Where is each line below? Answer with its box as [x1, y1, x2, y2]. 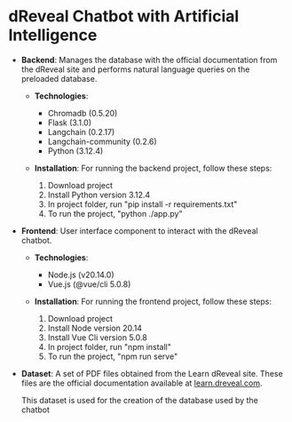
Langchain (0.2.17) [47, 126, 115, 137]
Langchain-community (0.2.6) [47, 136, 157, 147]
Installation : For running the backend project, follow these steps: [34, 163, 272, 173]
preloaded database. [20, 73, 98, 84]
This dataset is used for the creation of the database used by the [20, 394, 258, 405]
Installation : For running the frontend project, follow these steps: [34, 296, 272, 307]
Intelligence [8, 25, 98, 45]
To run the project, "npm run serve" [47, 351, 178, 362]
